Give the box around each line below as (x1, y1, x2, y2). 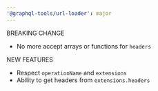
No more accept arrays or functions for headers (16, 42, 151, 50)
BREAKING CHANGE (6, 29, 65, 37)
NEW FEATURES (6, 55, 53, 64)
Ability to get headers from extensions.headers (16, 76, 150, 84)
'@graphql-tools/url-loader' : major (6, 10, 112, 17)
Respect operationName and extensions (16, 68, 127, 77)
